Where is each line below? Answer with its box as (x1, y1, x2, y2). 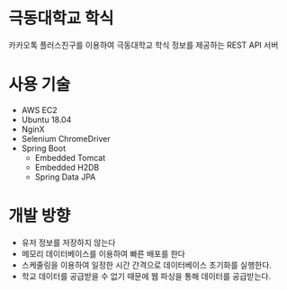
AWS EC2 (21, 104, 58, 115)
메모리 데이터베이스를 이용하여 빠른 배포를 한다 (21, 248, 185, 259)
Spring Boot (21, 143, 67, 154)
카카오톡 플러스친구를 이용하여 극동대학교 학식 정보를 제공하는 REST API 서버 (8, 40, 279, 50)
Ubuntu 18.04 (21, 114, 72, 125)
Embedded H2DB (34, 162, 100, 172)
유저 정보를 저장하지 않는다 (21, 237, 116, 248)
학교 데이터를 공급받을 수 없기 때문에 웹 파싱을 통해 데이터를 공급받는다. (21, 270, 272, 281)
